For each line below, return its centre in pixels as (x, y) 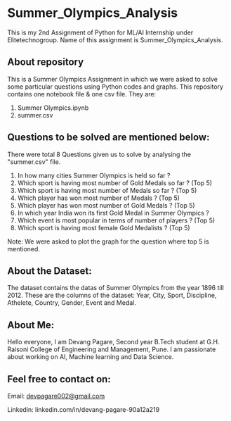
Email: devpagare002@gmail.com (56, 396)
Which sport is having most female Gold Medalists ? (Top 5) (104, 227)
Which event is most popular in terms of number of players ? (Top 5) (116, 220)
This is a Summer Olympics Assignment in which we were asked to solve (113, 79)
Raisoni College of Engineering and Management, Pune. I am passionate (112, 349)
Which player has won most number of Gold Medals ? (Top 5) (106, 205)
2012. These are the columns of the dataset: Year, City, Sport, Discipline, (112, 295)
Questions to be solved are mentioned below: (108, 138)
